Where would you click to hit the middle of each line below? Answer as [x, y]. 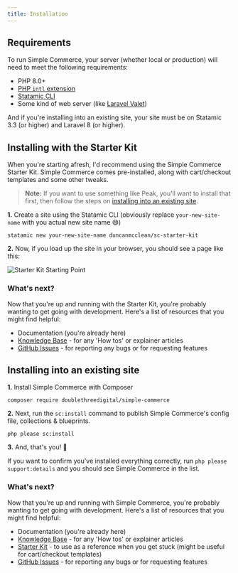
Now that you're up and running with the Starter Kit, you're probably [107, 304]
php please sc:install [41, 434]
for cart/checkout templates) [60, 554]
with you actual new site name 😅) [71, 223]
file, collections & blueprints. [49, 421]
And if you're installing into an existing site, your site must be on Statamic [115, 117]
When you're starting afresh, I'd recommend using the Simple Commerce [114, 165]
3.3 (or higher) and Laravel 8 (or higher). [66, 125]
